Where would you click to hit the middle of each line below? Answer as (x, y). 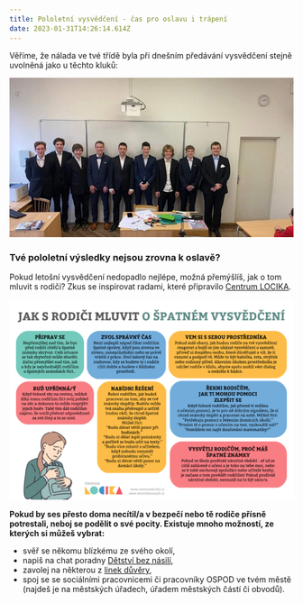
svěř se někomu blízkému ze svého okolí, (99, 551)
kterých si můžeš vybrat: (57, 534)
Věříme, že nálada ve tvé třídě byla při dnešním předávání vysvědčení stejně (151, 55)
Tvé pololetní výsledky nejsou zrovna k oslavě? (115, 258)
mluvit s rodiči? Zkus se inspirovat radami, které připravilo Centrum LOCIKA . (150, 287)
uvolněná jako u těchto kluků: (64, 65)
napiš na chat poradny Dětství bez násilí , (98, 561)
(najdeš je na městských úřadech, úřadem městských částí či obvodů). (154, 589)
